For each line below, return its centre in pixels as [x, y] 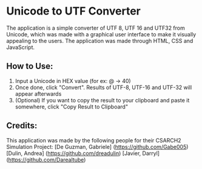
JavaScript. [21, 47]
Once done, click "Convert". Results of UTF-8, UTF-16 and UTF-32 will [103, 87]
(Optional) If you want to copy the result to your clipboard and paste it [102, 100]
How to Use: [30, 66]
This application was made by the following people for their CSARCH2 [94, 140]
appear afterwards [38, 94]
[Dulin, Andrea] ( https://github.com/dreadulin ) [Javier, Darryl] [83, 153]
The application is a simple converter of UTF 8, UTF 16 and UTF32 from [96, 28]
